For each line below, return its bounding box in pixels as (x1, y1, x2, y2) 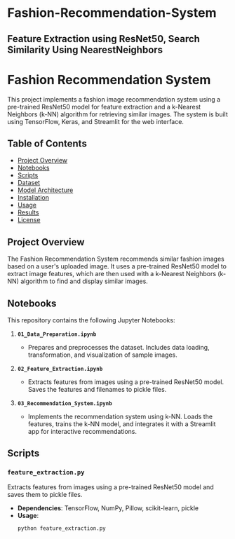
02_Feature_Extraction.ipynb (17, 365, 103, 372)
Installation (17, 193, 50, 202)
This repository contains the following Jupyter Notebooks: (7, 315, 175, 324)
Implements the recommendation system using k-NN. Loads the (27, 412, 213, 421)
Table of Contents (7, 137, 88, 149)
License (17, 216, 41, 224)
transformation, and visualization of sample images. (27, 350, 177, 359)
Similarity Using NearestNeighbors (7, 43, 163, 55)
